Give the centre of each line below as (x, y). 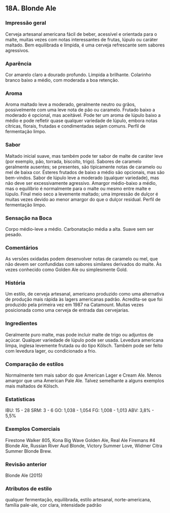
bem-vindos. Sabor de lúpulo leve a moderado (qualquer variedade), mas (82, 178)
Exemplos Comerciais (33, 429)
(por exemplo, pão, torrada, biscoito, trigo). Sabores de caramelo (73, 161)
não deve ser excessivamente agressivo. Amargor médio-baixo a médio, (81, 183)
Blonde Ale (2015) (24, 475)
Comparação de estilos (35, 364)
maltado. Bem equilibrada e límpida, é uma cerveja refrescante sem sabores (85, 45)
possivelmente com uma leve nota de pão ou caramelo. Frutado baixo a (80, 110)
